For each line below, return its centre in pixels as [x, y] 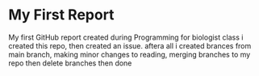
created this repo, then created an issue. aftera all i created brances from [130, 45]
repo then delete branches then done [70, 63]
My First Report [61, 15]
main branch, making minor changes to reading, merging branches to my [129, 54]
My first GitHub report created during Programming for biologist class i [126, 37]
